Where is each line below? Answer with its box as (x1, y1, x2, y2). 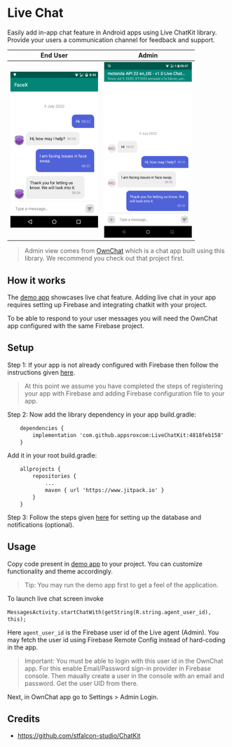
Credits (7, 713, 41, 725)
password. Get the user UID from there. (24, 679, 139, 687)
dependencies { (20, 424, 64, 431)
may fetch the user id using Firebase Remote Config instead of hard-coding (7, 635, 226, 644)
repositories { (32, 472, 77, 479)
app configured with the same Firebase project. (7, 322, 145, 330)
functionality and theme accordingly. (7, 567, 114, 576)
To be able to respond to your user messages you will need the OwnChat (7, 314, 218, 323)
